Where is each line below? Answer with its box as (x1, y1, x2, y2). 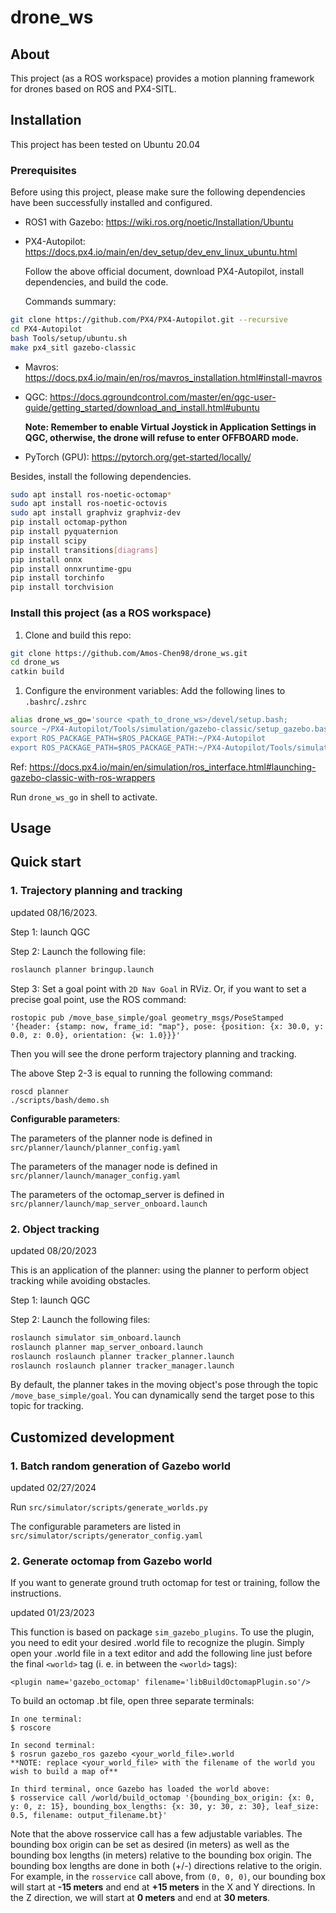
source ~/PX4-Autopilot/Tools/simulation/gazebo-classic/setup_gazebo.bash (10, 724, 333, 735)
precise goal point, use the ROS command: (10, 993, 187, 1005)
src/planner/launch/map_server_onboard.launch (10, 1199, 208, 1209)
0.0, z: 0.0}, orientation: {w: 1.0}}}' (10, 1030, 182, 1040)
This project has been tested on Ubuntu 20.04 (10, 138, 201, 150)
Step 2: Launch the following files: (10, 1313, 151, 1325)
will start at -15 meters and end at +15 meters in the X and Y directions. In (10, 1881, 316, 1893)
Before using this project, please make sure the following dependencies (10, 186, 306, 198)
